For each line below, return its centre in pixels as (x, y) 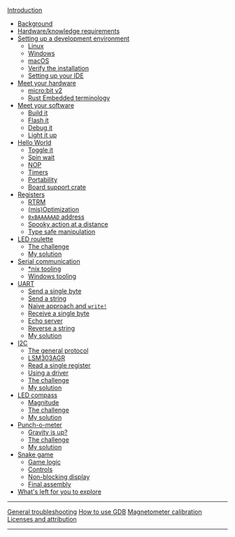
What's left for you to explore (59, 492)
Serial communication (49, 261)
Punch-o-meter (40, 425)
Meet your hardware (47, 83)
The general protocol (58, 350)
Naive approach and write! (67, 306)
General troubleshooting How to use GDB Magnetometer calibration (105, 512)
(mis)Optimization (53, 209)
